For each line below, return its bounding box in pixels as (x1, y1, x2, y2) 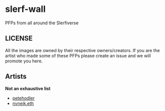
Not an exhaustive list (5, 85, 51, 91)
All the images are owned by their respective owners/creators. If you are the (5, 47, 160, 53)
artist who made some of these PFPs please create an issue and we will (5, 53, 151, 58)
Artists (5, 72, 27, 81)
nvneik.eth (12, 100, 34, 106)
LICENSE (5, 34, 33, 43)
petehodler (12, 95, 35, 101)
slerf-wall (5, 3, 46, 15)
